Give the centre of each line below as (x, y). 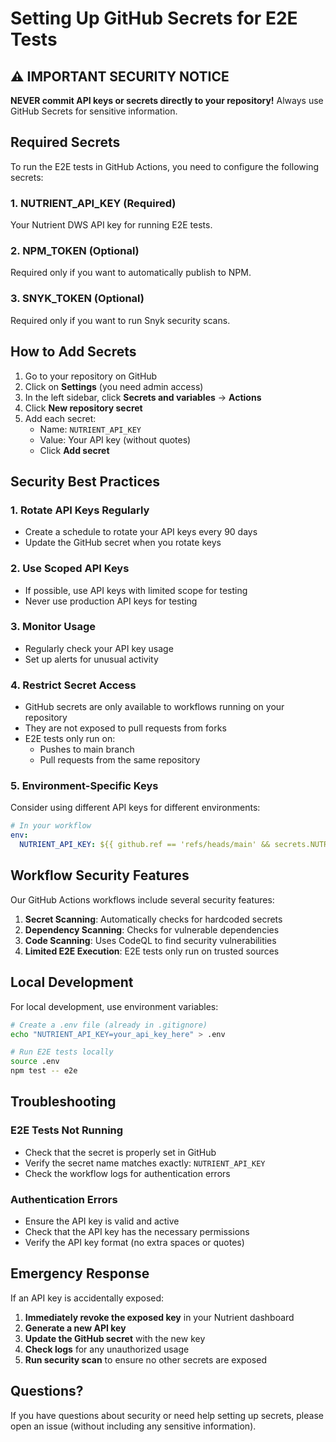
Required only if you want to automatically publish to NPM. (131, 273)
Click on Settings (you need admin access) (114, 386)
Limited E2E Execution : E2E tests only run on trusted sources (152, 951)
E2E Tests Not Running (67, 1130)
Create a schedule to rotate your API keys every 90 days (141, 532)
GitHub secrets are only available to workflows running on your (154, 707)
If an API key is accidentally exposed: (87, 1298)
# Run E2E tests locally (62, 1052)
